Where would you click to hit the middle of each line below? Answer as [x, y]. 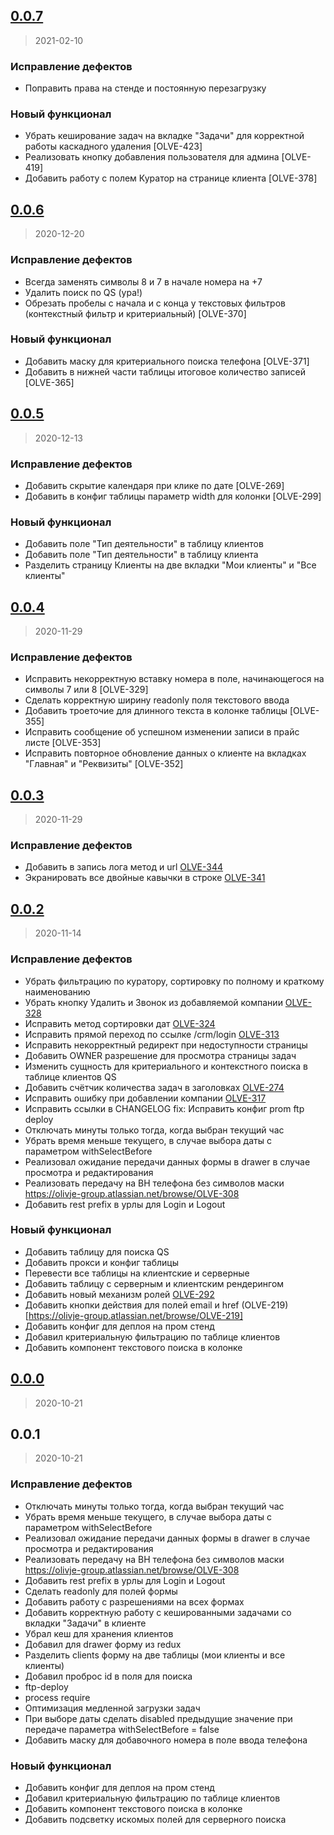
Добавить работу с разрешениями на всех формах [134, 1601]
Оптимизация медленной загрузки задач [112, 1708]
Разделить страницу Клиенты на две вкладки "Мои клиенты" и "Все [170, 565]
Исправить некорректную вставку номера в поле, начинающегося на [174, 679]
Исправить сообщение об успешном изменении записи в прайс [162, 732]
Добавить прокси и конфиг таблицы [101, 1262]
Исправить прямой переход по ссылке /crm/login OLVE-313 [152, 1034]
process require [57, 1697]
